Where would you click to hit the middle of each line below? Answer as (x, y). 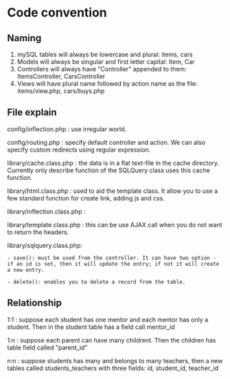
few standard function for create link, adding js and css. (86, 198)
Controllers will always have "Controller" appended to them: (102, 69)
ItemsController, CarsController (61, 76)
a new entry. (26, 270)
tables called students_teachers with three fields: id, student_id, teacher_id (113, 368)
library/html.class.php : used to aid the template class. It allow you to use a (113, 191)
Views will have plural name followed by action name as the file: (107, 83)
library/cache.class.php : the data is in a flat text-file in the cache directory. (113, 163)
